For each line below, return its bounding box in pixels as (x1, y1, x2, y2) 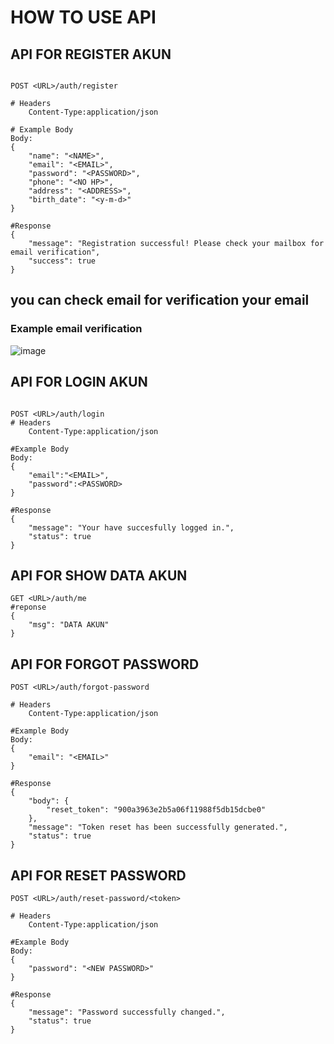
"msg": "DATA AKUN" (28, 620, 110, 630)
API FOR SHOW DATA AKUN (10, 567, 188, 584)
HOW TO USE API (10, 6, 157, 29)
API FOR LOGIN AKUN (10, 374, 148, 391)
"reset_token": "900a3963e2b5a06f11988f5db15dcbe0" (46, 805, 267, 815)
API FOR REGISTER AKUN (10, 46, 172, 63)
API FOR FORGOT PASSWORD (10, 656, 200, 673)
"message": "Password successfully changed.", (28, 1007, 226, 1017)
